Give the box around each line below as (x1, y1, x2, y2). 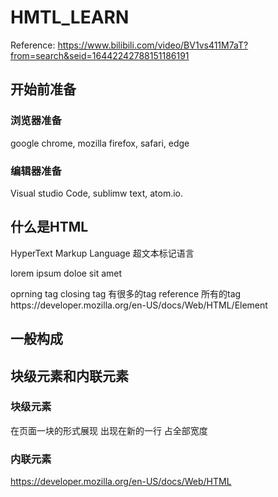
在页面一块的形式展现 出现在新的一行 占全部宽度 (10, 424, 208, 436)
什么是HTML (10, 219, 89, 236)
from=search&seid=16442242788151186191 (10, 49, 190, 61)
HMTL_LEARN (10, 6, 130, 29)
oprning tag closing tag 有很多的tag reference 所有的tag (10, 287, 242, 300)
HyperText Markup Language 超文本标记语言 (10, 247, 195, 259)
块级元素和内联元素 (10, 367, 129, 385)
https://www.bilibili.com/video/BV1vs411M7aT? (57, 39, 249, 51)
